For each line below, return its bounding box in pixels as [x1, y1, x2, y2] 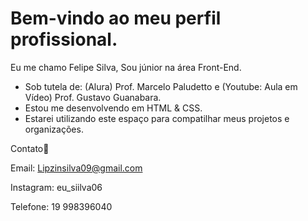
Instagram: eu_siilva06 [10, 181, 103, 193]
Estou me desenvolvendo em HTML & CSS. [24, 102, 203, 114]
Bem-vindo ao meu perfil [10, 7, 222, 30]
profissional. [10, 28, 118, 51]
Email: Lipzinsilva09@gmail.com [10, 162, 143, 174]
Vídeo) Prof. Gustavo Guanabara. [24, 91, 162, 103]
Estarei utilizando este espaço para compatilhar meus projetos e [24, 112, 290, 124]
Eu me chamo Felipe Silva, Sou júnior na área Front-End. [10, 61, 242, 73]
